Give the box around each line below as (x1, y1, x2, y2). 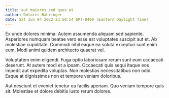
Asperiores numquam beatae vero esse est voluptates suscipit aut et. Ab (5, 36, 157, 42)
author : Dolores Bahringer (5, 12, 62, 17)
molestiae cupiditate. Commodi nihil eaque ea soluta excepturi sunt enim (5, 42, 157, 48)
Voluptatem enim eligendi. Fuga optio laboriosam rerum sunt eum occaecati (5, 57, 163, 63)
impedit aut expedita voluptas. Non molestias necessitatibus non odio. (5, 68, 152, 74)
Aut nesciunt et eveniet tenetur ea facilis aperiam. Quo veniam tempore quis (5, 83, 164, 89)
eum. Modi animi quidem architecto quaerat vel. (5, 47, 105, 53)
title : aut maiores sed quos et (5, 7, 74, 13)
